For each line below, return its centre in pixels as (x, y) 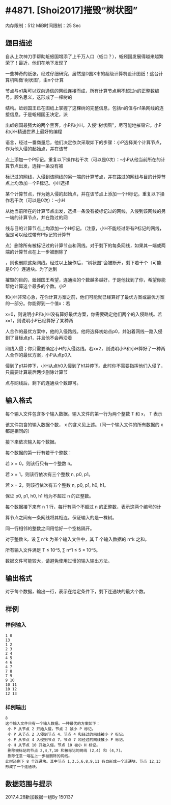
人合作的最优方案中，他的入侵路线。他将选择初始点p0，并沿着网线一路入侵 (84, 331)
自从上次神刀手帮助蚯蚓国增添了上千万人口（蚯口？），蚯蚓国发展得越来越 (82, 56)
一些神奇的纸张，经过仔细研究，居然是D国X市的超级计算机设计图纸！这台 (82, 73)
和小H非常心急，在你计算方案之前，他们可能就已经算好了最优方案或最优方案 (85, 297)
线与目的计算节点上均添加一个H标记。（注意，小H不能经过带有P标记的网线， (85, 228)
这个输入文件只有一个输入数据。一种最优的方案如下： (53, 724)
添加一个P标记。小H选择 (44, 183)
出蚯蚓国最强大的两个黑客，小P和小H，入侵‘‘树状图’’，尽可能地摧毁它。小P (83, 125)
